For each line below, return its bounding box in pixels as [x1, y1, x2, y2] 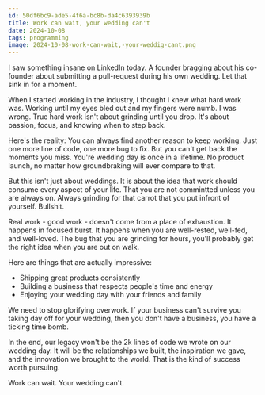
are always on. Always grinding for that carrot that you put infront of [8, 194, 230, 203]
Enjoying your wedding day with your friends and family [19, 290, 202, 300]
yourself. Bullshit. [8, 201, 65, 211]
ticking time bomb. [8, 322, 70, 332]
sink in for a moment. [8, 80, 78, 90]
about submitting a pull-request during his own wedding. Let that [35, 71, 248, 81]
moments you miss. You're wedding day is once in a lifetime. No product [8, 152, 244, 163]
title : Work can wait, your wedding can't [8, 19, 150, 27]
